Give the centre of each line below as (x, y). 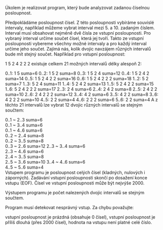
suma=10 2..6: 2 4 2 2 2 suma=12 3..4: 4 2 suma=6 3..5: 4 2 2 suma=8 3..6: (82, 94)
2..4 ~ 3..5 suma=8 (24, 157)
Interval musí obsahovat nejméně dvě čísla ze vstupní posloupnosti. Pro (78, 33)
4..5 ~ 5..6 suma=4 (24, 167)
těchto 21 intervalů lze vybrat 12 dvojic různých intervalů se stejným (74, 105)
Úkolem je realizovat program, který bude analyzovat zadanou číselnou (77, 8)
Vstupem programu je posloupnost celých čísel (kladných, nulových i (75, 172)
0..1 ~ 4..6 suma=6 (24, 130)
